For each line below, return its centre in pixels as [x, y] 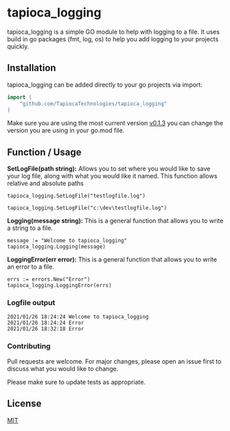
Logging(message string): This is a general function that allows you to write [115, 221]
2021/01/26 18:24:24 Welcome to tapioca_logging [78, 317]
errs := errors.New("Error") [49, 280]
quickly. [18, 46]
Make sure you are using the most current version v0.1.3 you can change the [115, 123]
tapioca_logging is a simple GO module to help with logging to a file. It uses [113, 32]
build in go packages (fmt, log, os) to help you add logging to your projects [113, 39]
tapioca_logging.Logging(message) [57, 247]
